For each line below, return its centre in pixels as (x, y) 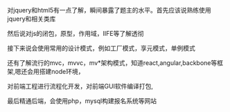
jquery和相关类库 (32, 19)
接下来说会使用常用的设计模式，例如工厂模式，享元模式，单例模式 (101, 48)
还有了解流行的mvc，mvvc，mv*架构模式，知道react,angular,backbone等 (112, 63)
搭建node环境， (62, 72)
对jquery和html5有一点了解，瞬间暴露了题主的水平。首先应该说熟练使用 (109, 10)
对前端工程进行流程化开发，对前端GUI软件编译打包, (80, 86)
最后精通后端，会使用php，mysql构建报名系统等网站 (82, 101)
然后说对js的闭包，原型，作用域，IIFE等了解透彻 (76, 34)
